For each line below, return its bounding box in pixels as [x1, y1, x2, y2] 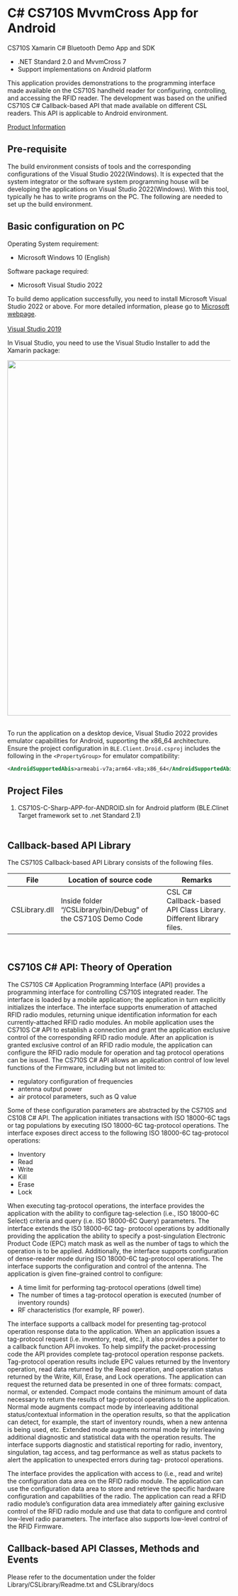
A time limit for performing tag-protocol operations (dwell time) [17, 1283, 202, 1291]
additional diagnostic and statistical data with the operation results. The [7, 1433, 216, 1441]
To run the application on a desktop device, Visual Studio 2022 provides [7, 728, 218, 737]
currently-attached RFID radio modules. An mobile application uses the [7, 1018, 215, 1026]
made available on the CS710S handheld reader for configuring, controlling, [7, 86, 227, 95]
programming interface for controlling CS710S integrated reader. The [7, 988, 208, 996]
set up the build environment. [7, 200, 93, 208]
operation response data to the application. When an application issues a [7, 1327, 220, 1335]
